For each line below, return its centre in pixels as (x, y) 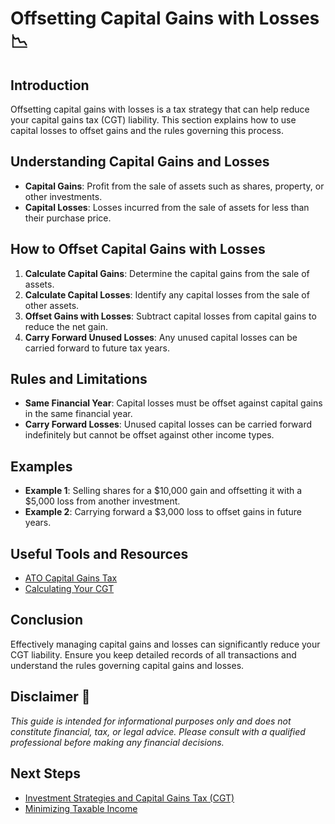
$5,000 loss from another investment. (102, 501)
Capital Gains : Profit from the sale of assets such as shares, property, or (174, 186)
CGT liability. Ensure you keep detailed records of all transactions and (153, 654)
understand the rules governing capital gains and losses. (127, 665)
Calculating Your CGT (69, 589)
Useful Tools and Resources (99, 553)
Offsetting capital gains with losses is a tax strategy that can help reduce (160, 109)
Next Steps (45, 773)
